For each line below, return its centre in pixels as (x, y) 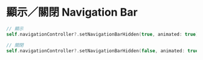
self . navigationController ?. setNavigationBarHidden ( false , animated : (96, 51)
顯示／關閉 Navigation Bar (72, 12)
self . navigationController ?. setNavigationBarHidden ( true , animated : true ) (102, 34)
